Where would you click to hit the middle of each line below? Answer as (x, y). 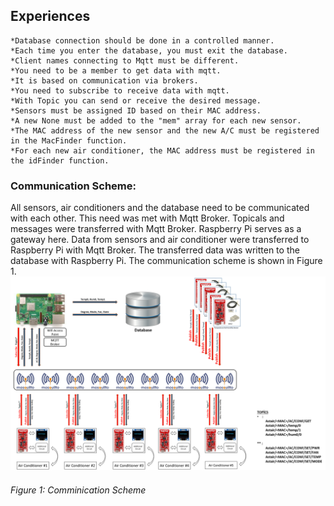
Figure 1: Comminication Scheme (78, 490)
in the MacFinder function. (69, 140)
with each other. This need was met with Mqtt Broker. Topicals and (147, 218)
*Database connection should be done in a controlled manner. (142, 40)
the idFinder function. (60, 160)
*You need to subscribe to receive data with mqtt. (120, 90)
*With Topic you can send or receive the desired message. (136, 100)
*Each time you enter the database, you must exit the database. (149, 50)
